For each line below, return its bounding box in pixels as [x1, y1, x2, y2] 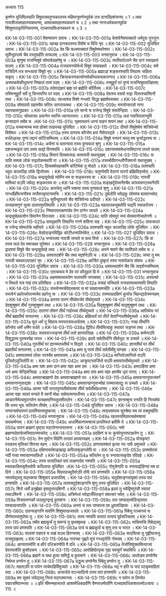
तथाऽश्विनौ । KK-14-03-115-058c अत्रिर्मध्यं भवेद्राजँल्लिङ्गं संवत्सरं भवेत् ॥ [5, 492, 129, 497]
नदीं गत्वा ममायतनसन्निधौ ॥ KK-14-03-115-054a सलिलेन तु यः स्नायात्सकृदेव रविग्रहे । [5, 453, 146, 458]
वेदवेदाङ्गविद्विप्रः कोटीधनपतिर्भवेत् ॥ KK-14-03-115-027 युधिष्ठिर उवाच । [39, 230, 159, 235]
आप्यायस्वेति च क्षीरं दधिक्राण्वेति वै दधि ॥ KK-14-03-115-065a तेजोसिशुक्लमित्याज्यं [17, 542, 152, 547]
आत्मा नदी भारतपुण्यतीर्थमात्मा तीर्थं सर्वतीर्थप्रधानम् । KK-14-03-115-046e [32, 386, 153, 391]
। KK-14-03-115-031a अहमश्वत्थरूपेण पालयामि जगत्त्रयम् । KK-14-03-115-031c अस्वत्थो [5, 275, 159, 280]
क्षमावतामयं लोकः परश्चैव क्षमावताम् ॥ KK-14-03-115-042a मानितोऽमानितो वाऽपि [16, 352, 146, 358]
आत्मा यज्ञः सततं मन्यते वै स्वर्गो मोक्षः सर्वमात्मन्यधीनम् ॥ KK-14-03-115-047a [5, 391, 130, 397]
